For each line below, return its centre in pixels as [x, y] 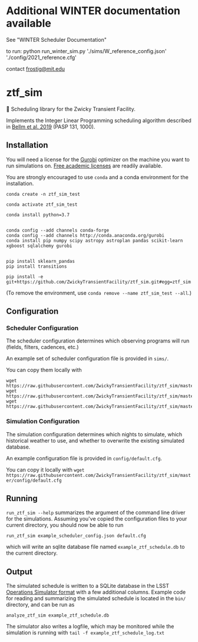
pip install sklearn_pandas [41, 261]
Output [19, 572]
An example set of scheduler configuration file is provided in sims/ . [88, 358]
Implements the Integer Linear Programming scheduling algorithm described [99, 120]
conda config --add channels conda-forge [58, 230]
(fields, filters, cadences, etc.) [42, 347]
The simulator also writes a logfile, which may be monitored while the [90, 627]
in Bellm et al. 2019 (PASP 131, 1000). [51, 126]
